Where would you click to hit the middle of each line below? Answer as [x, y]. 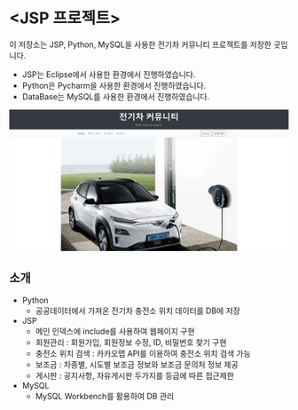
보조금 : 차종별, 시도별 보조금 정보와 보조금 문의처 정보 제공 [137, 364]
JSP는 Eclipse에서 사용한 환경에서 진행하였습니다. [109, 74]
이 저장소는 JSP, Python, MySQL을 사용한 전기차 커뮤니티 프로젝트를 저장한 [141, 44]
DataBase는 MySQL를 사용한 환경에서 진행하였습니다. [116, 96]
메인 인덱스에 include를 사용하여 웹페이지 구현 [115, 331]
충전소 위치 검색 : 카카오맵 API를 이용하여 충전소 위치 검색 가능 [143, 353]
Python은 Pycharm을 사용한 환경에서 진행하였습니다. [114, 85]
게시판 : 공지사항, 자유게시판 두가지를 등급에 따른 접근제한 [135, 375]
